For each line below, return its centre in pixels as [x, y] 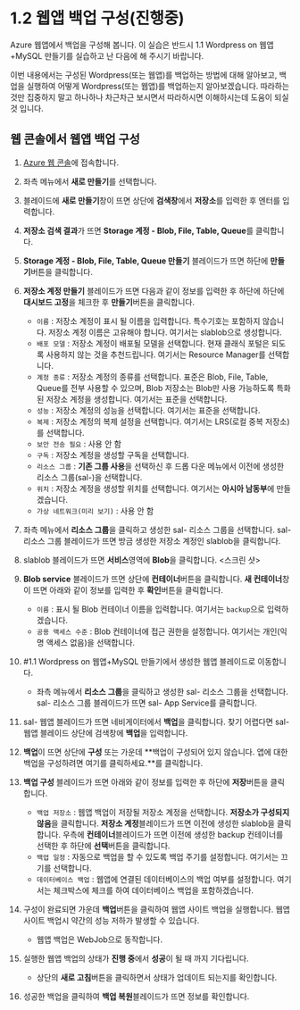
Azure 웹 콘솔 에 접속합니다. [71, 163]
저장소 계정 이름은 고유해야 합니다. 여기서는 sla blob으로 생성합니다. [165, 332]
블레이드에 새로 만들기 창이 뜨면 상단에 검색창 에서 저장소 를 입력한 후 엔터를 [151, 200]
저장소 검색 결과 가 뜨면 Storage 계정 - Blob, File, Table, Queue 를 [138, 230]
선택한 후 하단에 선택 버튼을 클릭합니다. [103, 846]
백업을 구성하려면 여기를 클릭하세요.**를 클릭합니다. [113, 763]
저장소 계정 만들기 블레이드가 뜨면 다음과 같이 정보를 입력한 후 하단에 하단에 [154, 290]
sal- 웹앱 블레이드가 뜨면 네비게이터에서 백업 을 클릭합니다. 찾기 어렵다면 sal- [156, 722]
